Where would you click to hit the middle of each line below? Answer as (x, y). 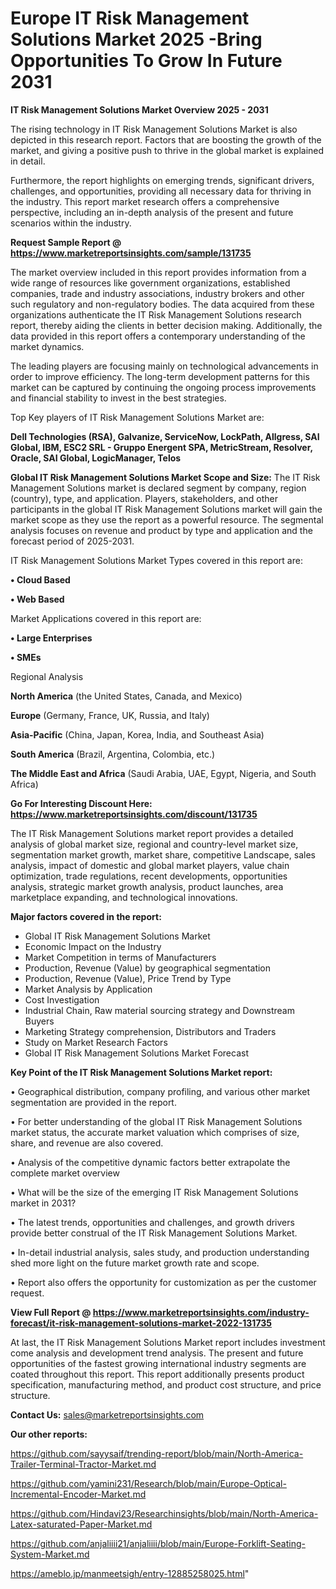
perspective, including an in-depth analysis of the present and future (152, 212)
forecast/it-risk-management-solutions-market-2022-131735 (141, 1323)
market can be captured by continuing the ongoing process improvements (163, 387)
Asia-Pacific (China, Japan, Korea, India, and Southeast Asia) (137, 734)
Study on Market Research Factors (96, 1042)
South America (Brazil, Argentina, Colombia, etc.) (113, 754)
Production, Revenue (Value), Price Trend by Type (128, 978)
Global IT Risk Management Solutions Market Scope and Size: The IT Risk (165, 477)
